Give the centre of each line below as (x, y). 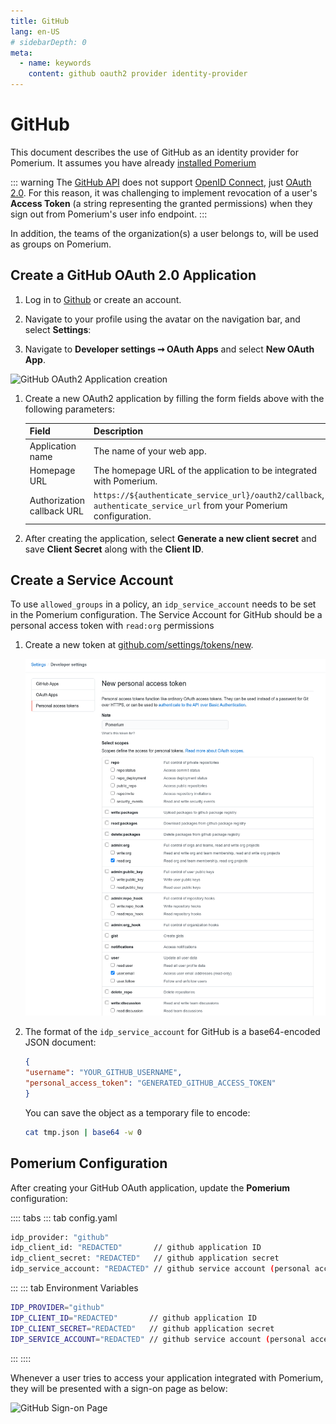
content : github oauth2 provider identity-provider (138, 74)
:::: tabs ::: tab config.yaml (64, 1217)
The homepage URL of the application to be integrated (205, 470)
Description (118, 431)
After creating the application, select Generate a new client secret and (170, 538)
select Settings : (58, 329)
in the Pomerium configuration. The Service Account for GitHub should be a (166, 615)
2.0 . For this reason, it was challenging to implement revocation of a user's (164, 192)
